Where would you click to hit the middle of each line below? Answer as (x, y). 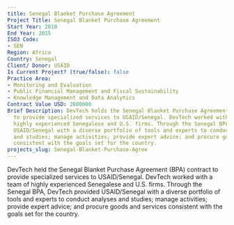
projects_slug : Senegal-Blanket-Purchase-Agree (78, 150)
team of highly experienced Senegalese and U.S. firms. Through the (105, 184)
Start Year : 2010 (32, 26)
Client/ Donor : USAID (39, 65)
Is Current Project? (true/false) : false (68, 72)
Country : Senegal (32, 59)
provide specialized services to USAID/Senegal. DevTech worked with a (110, 177)
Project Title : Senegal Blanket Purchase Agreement (84, 20)
